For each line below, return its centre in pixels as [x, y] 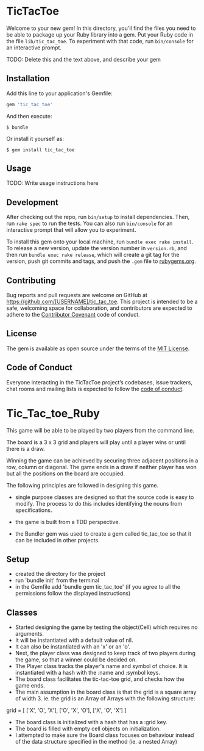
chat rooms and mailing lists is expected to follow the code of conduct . [95, 389]
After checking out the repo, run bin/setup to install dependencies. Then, [98, 217]
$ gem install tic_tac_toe [40, 150]
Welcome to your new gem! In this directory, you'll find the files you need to [101, 28]
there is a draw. [26, 448]
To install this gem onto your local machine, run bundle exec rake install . [100, 242]
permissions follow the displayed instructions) [73, 594]
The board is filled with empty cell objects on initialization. [88, 729]
